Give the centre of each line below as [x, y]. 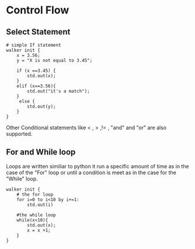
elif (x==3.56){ [36, 86]
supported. [19, 134]
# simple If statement [34, 45]
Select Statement [38, 32]
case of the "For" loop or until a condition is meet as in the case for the [91, 172]
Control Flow [38, 10]
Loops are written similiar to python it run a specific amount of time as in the [97, 166]
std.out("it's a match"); [59, 91]
